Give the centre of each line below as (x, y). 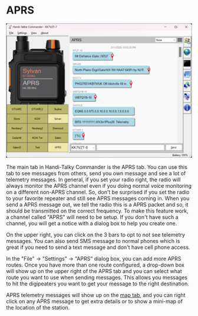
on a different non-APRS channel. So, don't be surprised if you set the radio (98, 192)
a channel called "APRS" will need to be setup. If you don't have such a (92, 217)
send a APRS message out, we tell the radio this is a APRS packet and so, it (97, 205)
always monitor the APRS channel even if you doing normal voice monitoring (99, 186)
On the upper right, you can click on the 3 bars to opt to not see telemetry (96, 235)
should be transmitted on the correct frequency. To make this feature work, (97, 211)
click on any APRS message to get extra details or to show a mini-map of (95, 301)
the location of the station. (38, 308)
